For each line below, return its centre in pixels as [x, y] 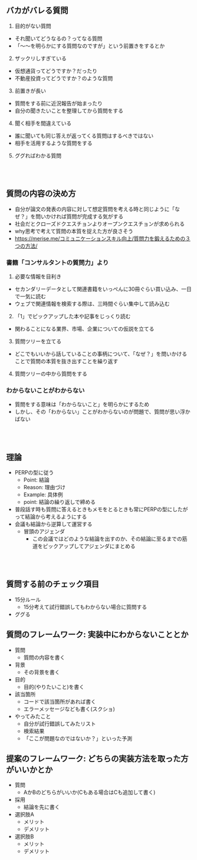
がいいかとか [29, 770]
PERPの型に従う [34, 473]
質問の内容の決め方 [41, 194]
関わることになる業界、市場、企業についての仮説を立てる [84, 328]
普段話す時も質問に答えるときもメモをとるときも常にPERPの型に [93, 509]
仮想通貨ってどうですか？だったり [56, 71]
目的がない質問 [33, 26]
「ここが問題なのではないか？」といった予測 [78, 738]
